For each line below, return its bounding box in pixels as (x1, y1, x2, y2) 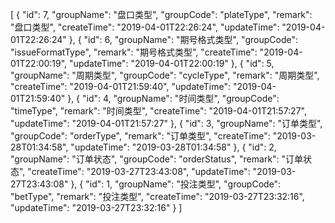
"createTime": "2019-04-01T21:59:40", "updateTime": (10, 81, 231, 92)
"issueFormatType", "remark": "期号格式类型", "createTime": (10, 46, 258, 58)
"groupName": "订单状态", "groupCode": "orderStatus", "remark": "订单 (10, 153, 304, 165)
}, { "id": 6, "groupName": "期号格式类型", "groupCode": (68, 34, 299, 45)
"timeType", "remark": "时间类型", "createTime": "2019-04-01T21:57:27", (10, 105, 307, 117)
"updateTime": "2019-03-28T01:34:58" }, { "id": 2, (70, 141, 277, 153)
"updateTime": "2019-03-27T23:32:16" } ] (10, 202, 183, 213)
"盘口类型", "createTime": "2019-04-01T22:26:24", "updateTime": (10, 21, 280, 33)
